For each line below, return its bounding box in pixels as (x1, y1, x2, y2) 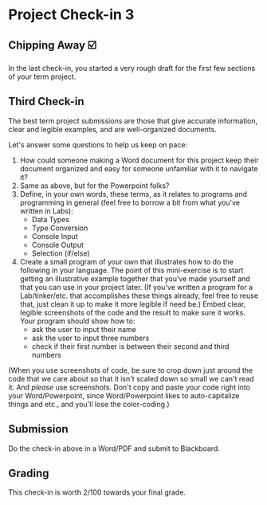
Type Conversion (31, 223, 88, 233)
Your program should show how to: (19, 316, 135, 326)
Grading (8, 467, 49, 480)
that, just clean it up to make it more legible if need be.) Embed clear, (19, 299, 246, 308)
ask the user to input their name (31, 324, 137, 334)
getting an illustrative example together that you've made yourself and (19, 273, 251, 284)
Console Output (31, 240, 84, 249)
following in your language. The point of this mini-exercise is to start (19, 265, 244, 275)
